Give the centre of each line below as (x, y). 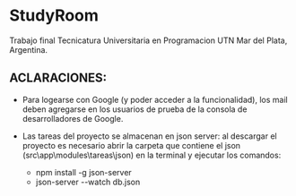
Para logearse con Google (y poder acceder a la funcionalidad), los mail (155, 99)
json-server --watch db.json (88, 182)
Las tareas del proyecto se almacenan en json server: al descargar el (149, 136)
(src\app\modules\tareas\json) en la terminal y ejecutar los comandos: (152, 155)
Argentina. (28, 49)
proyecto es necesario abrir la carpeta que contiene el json (131, 145)
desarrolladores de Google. (73, 118)
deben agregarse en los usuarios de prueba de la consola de (135, 109)
